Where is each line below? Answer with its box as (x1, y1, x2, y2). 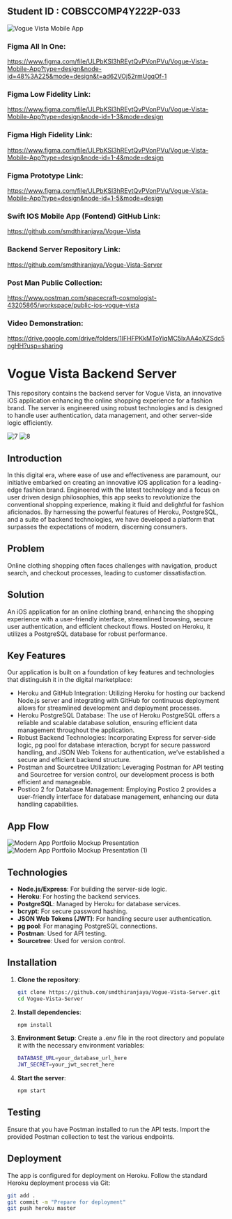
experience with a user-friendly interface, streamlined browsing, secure (7, 614, 213, 623)
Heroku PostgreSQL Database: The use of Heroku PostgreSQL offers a (17, 711, 221, 720)
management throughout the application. (17, 726, 135, 734)
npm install (17, 1021, 52, 1028)
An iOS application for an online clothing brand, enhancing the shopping (7, 607, 215, 616)
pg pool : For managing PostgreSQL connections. (17, 922, 158, 930)
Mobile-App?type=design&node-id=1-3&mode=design (7, 113, 164, 121)
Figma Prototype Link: (7, 171, 84, 180)
